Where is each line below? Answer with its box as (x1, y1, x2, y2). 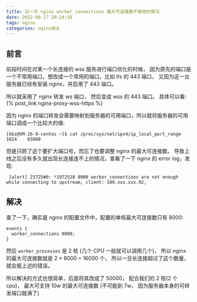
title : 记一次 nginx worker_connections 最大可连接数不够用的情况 (6, 8, 160, 15)
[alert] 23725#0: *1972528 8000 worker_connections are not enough (8, 174, 179, 180)
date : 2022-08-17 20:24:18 (6, 14, 73, 20)
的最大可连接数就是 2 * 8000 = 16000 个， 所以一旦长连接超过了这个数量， (6, 255, 189, 262)
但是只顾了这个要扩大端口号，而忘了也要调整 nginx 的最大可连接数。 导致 (6, 148, 185, 155)
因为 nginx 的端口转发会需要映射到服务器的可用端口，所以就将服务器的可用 (6, 112, 189, 119)
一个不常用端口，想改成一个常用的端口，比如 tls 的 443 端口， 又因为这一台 (6, 73, 190, 80)
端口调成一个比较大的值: (6, 119, 65, 126)
